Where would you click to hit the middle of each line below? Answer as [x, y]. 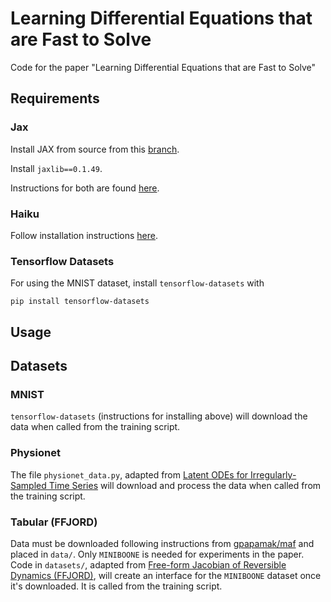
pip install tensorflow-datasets [80, 302]
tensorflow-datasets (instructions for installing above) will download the [159, 416]
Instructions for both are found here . [85, 188]
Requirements [55, 98]
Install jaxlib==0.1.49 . [56, 168]
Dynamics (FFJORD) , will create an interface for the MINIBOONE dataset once [166, 575]
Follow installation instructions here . [84, 235]
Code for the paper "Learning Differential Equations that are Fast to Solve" [163, 67]
